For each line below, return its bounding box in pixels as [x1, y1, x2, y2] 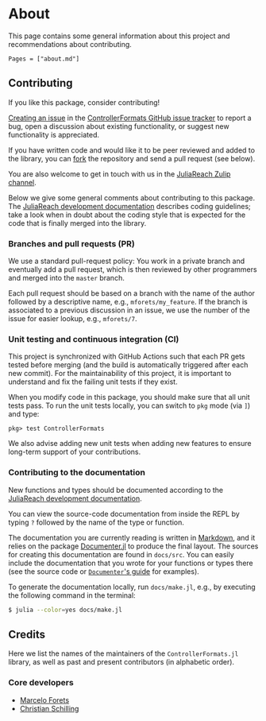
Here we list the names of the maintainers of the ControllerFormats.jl [8, 649, 239, 658]
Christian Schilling [19, 704, 79, 713]
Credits [8, 627, 46, 641]
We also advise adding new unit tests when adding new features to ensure [8, 439, 252, 448]
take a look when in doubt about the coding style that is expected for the [8, 210, 246, 219]
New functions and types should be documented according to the [8, 485, 224, 494]
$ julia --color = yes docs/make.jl [8, 606, 123, 614]
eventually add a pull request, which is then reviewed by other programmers [8, 265, 257, 274]
